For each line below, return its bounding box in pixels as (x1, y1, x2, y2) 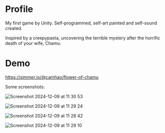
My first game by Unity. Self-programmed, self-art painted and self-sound (5, 20, 158, 26)
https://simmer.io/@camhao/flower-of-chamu (5, 74, 99, 80)
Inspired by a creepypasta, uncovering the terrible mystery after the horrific (5, 35, 161, 41)
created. (5, 25, 22, 31)
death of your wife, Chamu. (5, 40, 61, 46)
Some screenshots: (5, 84, 45, 90)
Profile (5, 3, 33, 15)
